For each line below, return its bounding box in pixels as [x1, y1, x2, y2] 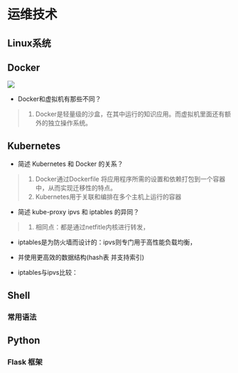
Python [7, 334, 40, 346]
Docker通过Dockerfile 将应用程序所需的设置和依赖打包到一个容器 [35, 175, 226, 184]
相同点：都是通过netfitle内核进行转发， [35, 223, 149, 231]
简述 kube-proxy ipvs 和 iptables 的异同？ [17, 208, 140, 216]
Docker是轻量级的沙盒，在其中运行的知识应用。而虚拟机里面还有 [35, 110, 225, 118]
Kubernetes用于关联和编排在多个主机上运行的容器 [35, 193, 182, 201]
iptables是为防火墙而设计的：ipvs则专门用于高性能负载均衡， [17, 238, 197, 246]
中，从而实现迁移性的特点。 [35, 184, 117, 192]
